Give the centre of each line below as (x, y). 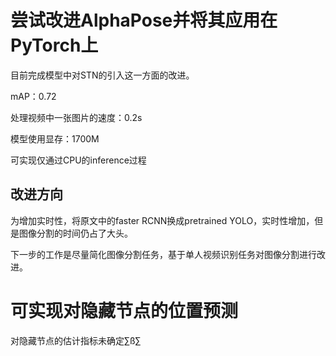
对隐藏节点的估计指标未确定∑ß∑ (76, 340)
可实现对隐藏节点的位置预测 (124, 310)
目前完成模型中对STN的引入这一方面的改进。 (102, 75)
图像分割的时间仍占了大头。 (75, 233)
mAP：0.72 (33, 96)
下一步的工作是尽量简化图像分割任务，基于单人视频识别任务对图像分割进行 (163, 254)
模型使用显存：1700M (55, 138)
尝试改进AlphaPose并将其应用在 (144, 20)
